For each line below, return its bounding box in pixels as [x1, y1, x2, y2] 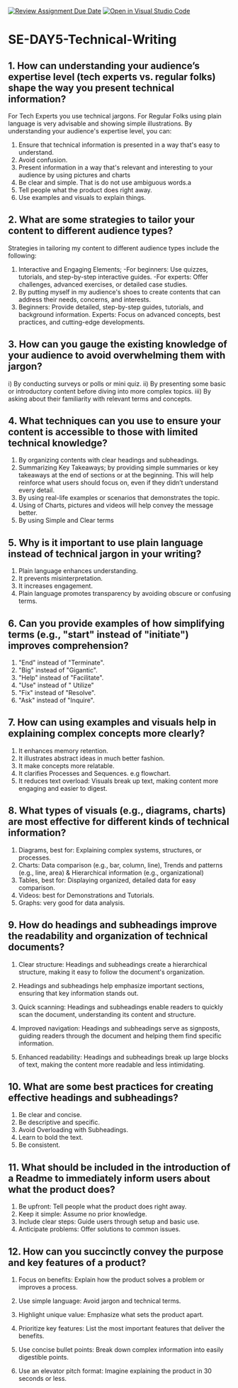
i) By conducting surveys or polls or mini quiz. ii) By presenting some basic [8, 379, 226, 388]
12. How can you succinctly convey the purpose [8, 1245, 224, 1257]
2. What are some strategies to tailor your [8, 213, 195, 226]
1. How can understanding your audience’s [8, 60, 200, 72]
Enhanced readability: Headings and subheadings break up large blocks [18, 1053, 229, 1061]
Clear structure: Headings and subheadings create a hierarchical [18, 960, 208, 968]
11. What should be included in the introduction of [8, 1161, 231, 1173]
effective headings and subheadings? [8, 1092, 179, 1104]
